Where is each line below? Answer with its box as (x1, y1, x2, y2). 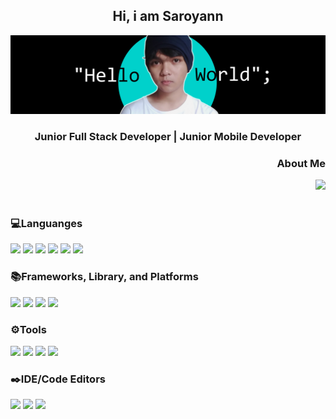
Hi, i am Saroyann (112, 8, 224, 25)
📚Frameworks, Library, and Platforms (10, 270, 199, 284)
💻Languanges (10, 216, 83, 230)
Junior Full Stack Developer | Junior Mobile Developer (34, 129, 302, 143)
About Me (276, 156, 326, 170)
